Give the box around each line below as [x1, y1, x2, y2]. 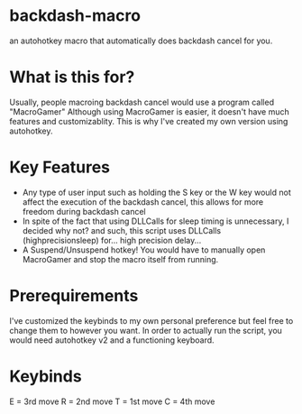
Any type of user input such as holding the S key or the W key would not [22, 187, 291, 198]
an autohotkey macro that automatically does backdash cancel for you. [9, 35, 273, 46]
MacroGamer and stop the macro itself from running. [22, 253, 219, 264]
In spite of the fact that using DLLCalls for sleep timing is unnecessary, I [22, 216, 289, 226]
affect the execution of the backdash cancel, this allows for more [22, 196, 264, 207]
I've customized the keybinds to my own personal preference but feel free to [9, 315, 294, 326]
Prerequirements [9, 286, 139, 306]
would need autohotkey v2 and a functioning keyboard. [9, 335, 215, 345]
